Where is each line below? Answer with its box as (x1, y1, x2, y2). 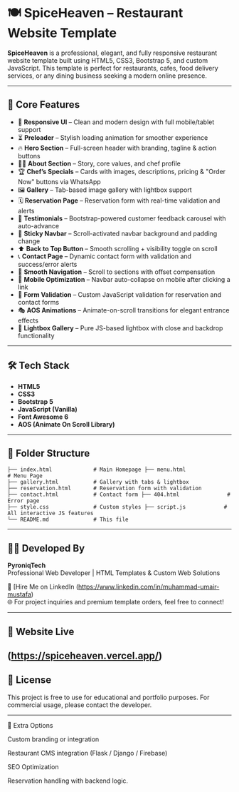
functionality (17, 331, 55, 340)
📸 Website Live (7, 625, 75, 638)
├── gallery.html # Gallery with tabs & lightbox (7, 479, 190, 486)
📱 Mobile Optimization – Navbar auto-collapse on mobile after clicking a (17, 275, 231, 283)
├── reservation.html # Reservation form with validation (7, 485, 202, 492)
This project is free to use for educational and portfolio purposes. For (7, 693, 210, 701)
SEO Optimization (7, 762, 59, 771)
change (17, 236, 41, 245)
